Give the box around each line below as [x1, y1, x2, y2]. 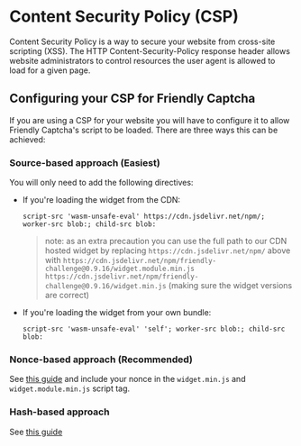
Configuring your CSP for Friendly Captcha [9, 91, 256, 106]
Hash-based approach [9, 405, 110, 418]
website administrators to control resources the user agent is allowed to [9, 55, 276, 66]
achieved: [9, 133, 46, 145]
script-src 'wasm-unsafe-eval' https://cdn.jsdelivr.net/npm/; [22, 212, 266, 222]
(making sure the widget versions [168, 280, 293, 291]
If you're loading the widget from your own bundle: [22, 307, 212, 318]
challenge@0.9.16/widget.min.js [44, 282, 167, 291]
